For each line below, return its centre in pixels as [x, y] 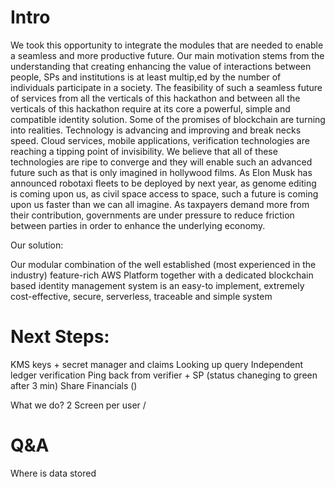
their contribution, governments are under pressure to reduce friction [152, 215]
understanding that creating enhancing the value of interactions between [161, 66]
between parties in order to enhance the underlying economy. [138, 225]
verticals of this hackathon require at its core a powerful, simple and [150, 108]
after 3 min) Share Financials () [74, 385]
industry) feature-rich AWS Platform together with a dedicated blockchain [162, 275]
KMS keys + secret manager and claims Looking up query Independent [157, 364]
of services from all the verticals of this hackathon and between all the [155, 98]
